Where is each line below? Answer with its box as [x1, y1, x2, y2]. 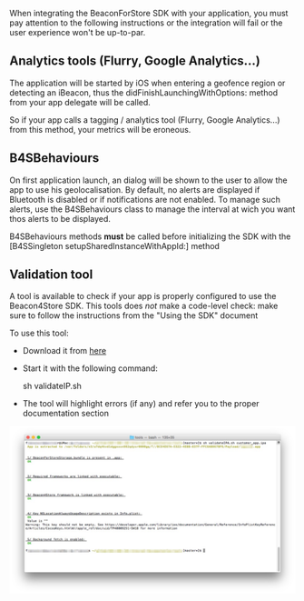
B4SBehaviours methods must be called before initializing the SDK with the [9, 231, 291, 242]
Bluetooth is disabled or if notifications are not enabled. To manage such [9, 194, 281, 205]
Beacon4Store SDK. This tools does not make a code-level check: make [9, 300, 279, 312]
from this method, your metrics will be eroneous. [9, 124, 191, 135]
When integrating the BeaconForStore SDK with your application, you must [9, 8, 289, 18]
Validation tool [9, 267, 93, 283]
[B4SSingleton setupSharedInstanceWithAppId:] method [9, 240, 221, 251]
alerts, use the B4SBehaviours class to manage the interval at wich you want [9, 204, 296, 215]
